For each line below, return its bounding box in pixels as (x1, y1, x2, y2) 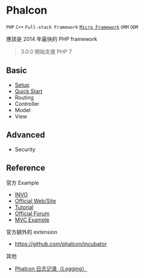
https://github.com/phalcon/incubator (14, 241, 107, 248)
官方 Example (6, 179, 40, 187)
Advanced (6, 130, 46, 140)
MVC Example (14, 216, 50, 223)
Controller (14, 100, 40, 107)
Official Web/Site (14, 197, 56, 204)
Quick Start (14, 87, 43, 95)
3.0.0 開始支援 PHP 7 (20, 48, 72, 55)
